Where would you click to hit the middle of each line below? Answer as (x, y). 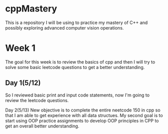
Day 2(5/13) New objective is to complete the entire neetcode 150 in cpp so (83, 110)
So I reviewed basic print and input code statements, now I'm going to (77, 95)
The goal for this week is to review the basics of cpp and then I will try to (80, 62)
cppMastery (31, 9)
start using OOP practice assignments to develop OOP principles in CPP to (82, 120)
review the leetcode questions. (37, 100)
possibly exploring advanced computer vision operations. (64, 27)
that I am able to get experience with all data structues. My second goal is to (84, 115)
